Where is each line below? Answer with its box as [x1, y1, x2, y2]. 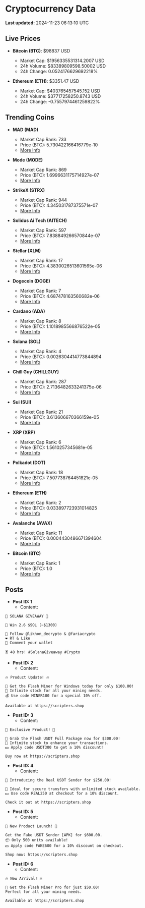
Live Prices [5, 34, 41, 43]
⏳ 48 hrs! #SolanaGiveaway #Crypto [5, 650, 81, 655]
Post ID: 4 [12, 763, 34, 769]
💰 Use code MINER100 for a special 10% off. [5, 693, 102, 699]
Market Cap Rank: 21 [20, 409, 63, 415]
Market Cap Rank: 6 [20, 439, 61, 445]
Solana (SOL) [12, 338, 41, 345]
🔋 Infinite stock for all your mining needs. [5, 688, 102, 694]
